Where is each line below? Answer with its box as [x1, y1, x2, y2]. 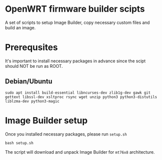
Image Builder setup [5, 115, 88, 126]
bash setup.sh [5, 140, 34, 145]
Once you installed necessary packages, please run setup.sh [5, 131, 127, 137]
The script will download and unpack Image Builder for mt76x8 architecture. [5, 149, 155, 155]
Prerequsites [5, 42, 58, 53]
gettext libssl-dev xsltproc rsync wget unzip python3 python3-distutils [5, 94, 158, 100]
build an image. [5, 24, 36, 30]
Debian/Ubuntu [5, 77, 52, 86]
